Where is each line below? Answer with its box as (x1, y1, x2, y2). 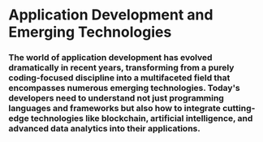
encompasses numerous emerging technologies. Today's (8, 83, 241, 94)
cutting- (222, 103, 256, 114)
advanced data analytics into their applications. (8, 123, 200, 135)
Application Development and (8, 6, 213, 24)
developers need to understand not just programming (8, 93, 225, 104)
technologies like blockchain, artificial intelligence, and (31, 113, 253, 124)
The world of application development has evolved (8, 52, 213, 63)
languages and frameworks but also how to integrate (8, 103, 222, 114)
